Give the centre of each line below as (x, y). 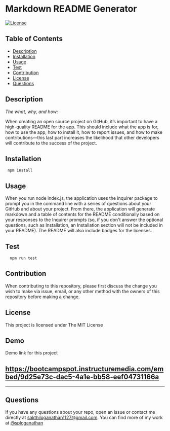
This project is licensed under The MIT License (54, 325)
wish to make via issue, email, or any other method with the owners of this (83, 291)
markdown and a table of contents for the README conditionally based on (82, 214)
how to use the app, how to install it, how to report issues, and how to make (84, 132)
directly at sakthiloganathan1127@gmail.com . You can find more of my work (84, 418)
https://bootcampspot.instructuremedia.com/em (84, 369)
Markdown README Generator (71, 9)
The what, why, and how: (32, 112)
